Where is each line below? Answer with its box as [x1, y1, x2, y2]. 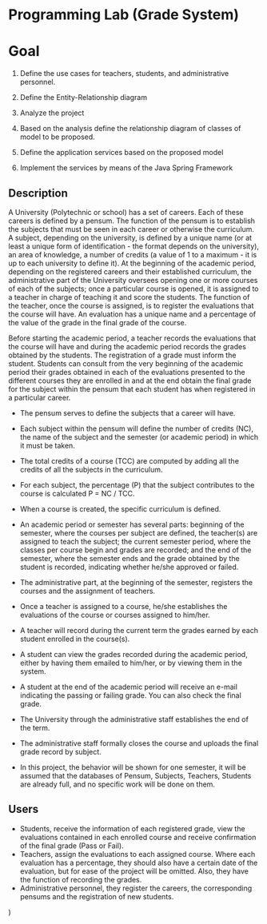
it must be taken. [19, 440, 76, 450]
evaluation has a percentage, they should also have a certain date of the [19, 858, 258, 867]
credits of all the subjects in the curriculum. [19, 464, 163, 474]
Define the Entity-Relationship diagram [19, 93, 148, 102]
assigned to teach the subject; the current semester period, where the [19, 536, 251, 546]
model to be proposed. [19, 132, 96, 141]
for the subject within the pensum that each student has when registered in [8, 384, 256, 393]
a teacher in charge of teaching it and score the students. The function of [8, 292, 250, 301]
